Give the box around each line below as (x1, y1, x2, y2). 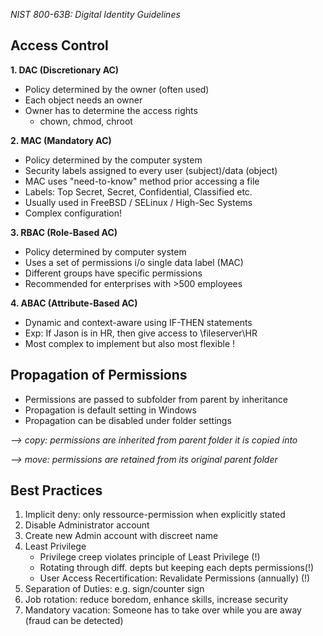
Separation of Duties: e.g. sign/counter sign (24, 583, 205, 595)
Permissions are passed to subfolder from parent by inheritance (24, 393, 288, 405)
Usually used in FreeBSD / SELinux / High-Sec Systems (24, 196, 253, 208)
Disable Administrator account (24, 519, 150, 531)
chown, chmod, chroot (39, 115, 133, 127)
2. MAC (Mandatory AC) (10, 134, 112, 146)
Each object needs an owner (24, 94, 143, 106)
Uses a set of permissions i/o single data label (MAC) (24, 256, 244, 268)
